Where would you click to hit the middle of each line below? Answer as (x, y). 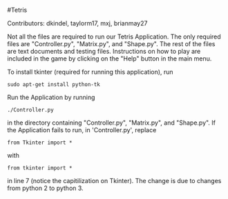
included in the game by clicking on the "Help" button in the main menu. (110, 59)
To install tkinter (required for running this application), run (91, 72)
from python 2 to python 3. (46, 188)
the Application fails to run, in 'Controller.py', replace (82, 130)
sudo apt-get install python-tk (54, 85)
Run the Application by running (51, 97)
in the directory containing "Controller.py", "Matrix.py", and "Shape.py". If (112, 123)
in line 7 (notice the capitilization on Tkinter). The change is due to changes (114, 181)
